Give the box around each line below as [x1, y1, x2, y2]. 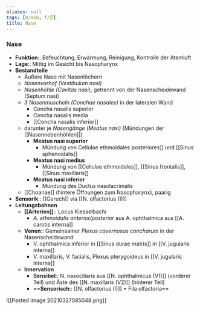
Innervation [24, 265, 54, 273]
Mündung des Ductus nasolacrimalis [42, 182, 133, 189]
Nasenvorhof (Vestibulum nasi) [24, 79, 102, 86]
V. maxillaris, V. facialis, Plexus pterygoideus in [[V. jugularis [33, 253, 182, 260]
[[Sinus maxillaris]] [42, 169, 89, 176]
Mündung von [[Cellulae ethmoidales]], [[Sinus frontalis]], [42, 163, 186, 170]
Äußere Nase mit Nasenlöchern [24, 73, 103, 80]
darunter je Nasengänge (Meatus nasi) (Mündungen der [24, 124, 164, 132]
